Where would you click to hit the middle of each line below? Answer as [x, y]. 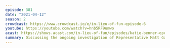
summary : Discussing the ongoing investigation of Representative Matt [82, 38]
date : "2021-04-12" [26, 14]
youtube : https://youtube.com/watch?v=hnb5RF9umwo [60, 28]
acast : [12, 33]
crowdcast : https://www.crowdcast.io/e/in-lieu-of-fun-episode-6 [75, 24]
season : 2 [16, 19]
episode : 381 [19, 10]
